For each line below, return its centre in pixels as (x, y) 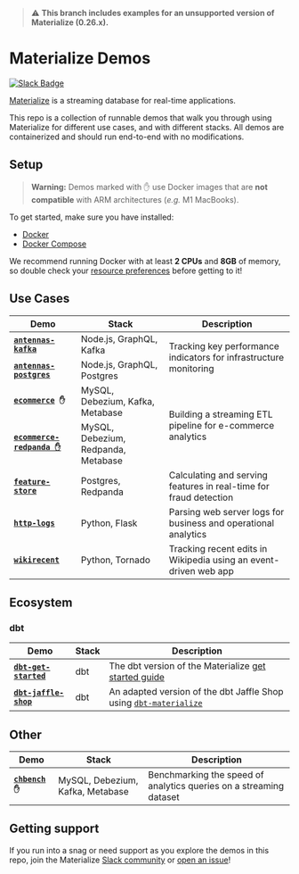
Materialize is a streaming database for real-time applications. (122, 100)
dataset (164, 797)
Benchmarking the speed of (206, 775)
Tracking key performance (224, 345)
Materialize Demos (80, 58)
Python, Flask (109, 523)
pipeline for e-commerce (222, 425)
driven (182, 570)
